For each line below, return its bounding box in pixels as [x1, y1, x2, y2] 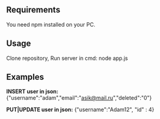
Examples [6, 72, 44, 82]
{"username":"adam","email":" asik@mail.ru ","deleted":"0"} [6, 94, 152, 101]
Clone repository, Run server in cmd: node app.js [6, 54, 128, 62]
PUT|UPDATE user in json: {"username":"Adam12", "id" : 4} [6, 106, 155, 114]
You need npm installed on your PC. [6, 21, 95, 28]
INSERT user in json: [6, 88, 59, 95]
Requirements [6, 5, 60, 15]
